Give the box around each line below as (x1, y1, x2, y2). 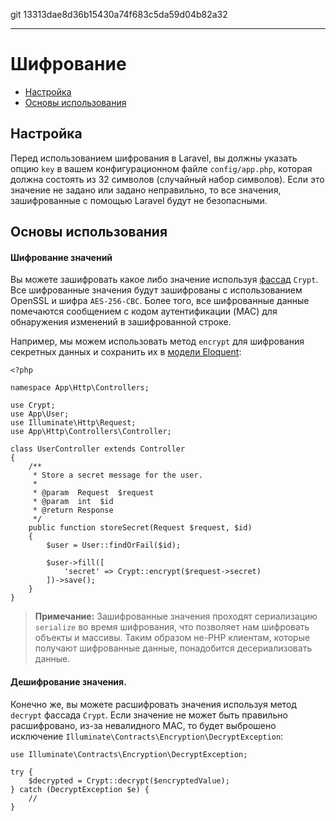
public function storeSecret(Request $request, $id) (28, 523, 253, 533)
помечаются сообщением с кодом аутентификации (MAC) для (10, 305, 278, 318)
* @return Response (32, 505, 114, 516)
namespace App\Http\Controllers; (10, 383, 150, 393)
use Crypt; (10, 400, 56, 411)
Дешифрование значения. (10, 675, 127, 688)
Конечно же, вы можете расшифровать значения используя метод (10, 698, 297, 710)
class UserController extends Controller (10, 444, 186, 454)
